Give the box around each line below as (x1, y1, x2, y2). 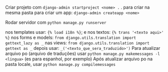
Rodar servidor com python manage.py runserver (5, 20, 107, 25)
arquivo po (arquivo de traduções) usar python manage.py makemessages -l (5, 50, 160, 56)
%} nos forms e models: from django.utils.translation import (5, 35, 136, 40)
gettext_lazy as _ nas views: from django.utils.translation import (5, 40, 150, 46)
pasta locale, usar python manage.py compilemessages (5, 61, 116, 67)
